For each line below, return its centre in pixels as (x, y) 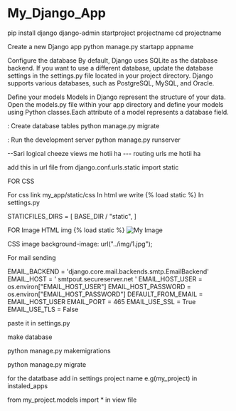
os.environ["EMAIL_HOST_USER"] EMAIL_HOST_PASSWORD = (100, 286)
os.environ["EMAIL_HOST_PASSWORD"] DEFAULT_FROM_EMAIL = (105, 294)
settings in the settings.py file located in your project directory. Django (110, 76)
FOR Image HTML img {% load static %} (66, 230)
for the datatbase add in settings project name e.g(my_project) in (102, 378)
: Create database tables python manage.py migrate (84, 125)
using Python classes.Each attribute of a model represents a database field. (118, 112)
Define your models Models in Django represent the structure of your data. (117, 97)
